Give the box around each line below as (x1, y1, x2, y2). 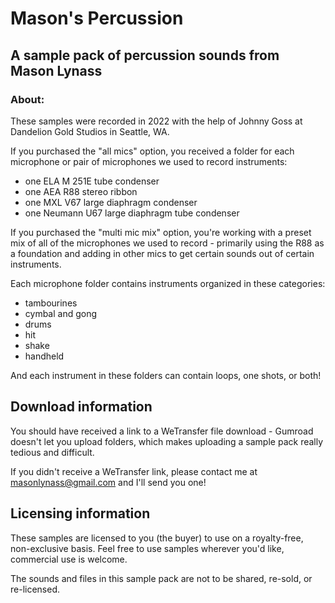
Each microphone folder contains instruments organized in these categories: (10, 277, 326, 289)
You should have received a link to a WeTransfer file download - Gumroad (10, 425, 314, 437)
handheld (24, 350, 65, 362)
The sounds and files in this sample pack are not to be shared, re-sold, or (10, 572, 313, 584)
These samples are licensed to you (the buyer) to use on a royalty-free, (10, 532, 304, 544)
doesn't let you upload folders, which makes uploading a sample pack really (10, 435, 324, 447)
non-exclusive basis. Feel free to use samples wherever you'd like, (10, 542, 285, 554)
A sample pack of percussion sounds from (10, 47, 280, 64)
